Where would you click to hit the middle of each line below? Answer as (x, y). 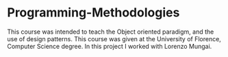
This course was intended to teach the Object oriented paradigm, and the (111, 32)
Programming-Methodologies (93, 13)
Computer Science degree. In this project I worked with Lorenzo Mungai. (110, 46)
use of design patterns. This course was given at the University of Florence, (114, 38)
